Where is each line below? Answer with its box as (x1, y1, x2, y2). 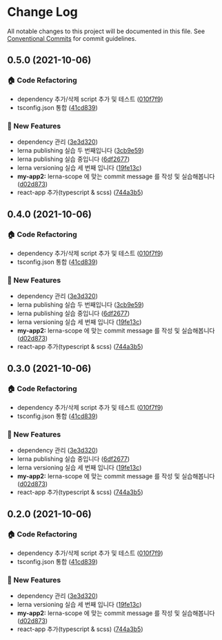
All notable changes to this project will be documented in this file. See (7, 27, 205, 35)
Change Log (7, 4, 78, 20)
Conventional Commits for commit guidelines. (7, 34, 137, 42)
